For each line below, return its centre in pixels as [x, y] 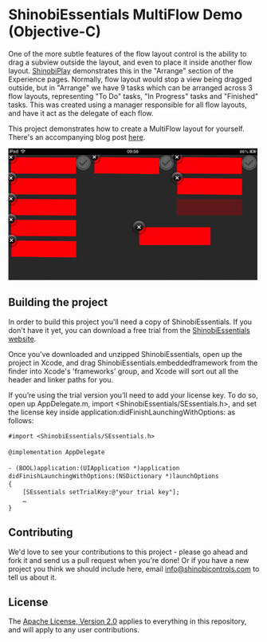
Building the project [58, 302]
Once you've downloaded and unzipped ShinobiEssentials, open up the [126, 354]
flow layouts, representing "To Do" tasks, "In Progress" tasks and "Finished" [133, 96]
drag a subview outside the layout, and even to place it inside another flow [130, 62]
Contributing [41, 533]
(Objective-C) [55, 32]
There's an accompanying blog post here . [77, 137]
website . [22, 339]
